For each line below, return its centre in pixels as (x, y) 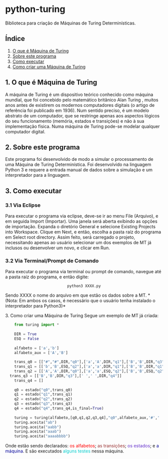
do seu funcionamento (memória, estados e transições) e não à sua (75, 121)
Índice (15, 39)
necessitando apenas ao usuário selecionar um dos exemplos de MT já (78, 243)
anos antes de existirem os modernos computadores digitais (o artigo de (80, 105)
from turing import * (36, 325)
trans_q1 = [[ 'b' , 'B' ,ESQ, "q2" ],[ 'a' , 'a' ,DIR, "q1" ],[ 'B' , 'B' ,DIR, (85, 367)
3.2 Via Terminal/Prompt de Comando (52, 261)
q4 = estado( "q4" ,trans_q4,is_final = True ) (59, 409)
